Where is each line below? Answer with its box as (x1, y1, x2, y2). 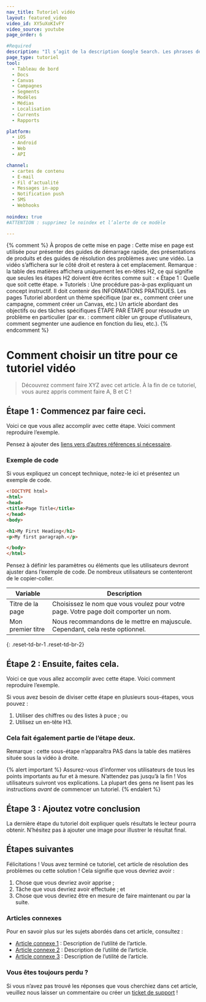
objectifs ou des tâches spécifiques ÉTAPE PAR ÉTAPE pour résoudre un (6, 307, 189, 314)
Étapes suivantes (6, 844, 74, 854)
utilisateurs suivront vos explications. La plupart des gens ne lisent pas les (6, 779, 194, 787)
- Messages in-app (12, 185, 59, 191)
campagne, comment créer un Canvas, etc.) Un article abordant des (6, 301, 179, 308)
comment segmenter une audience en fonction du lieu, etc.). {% (6, 320, 169, 328)
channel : (6, 162, 29, 168)
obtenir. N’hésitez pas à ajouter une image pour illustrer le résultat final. (6, 826, 187, 834)
